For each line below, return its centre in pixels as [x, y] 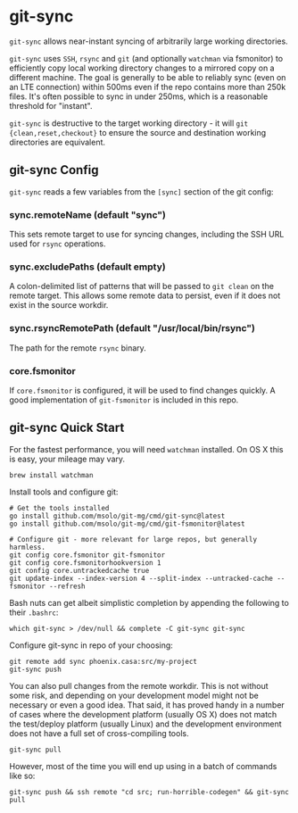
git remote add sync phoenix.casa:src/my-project [103, 661]
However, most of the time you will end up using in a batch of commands [143, 766]
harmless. [28, 547]
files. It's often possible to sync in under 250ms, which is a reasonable [139, 96]
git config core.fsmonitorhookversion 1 [86, 563]
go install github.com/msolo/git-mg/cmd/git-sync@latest [117, 516]
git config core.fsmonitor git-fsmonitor [87, 555]
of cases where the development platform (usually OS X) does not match [143, 714]
